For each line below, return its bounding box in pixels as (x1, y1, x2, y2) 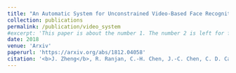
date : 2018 (7, 36, 39, 43)
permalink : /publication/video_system (7, 23, 121, 30)
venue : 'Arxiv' (7, 42, 52, 49)
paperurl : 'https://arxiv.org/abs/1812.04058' (7, 49, 146, 56)
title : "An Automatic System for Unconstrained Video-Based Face (7, 10, 202, 17)
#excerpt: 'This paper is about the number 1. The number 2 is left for (7, 29, 225, 37)
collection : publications (7, 17, 83, 24)
